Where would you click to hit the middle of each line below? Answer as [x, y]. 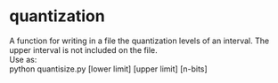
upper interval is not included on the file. [83, 49]
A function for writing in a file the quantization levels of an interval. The [139, 41]
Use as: [23, 59]
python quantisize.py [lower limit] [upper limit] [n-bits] [108, 69]
